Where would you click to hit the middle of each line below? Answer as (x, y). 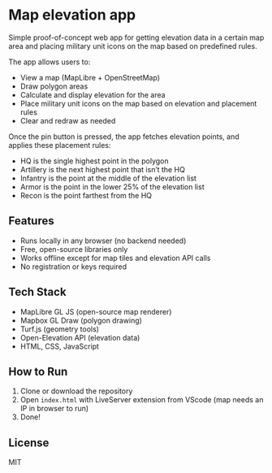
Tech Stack (37, 292)
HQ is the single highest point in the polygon (94, 161)
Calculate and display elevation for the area (93, 94)
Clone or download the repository (76, 391)
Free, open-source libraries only (74, 249)
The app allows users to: (50, 62)
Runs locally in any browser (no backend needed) (103, 241)
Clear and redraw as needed (68, 120)
